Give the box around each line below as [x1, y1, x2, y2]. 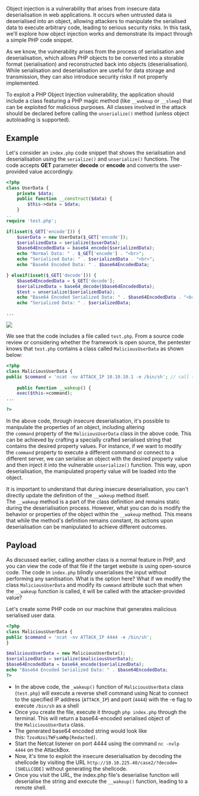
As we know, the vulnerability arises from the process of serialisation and [6, 48, 185, 55]
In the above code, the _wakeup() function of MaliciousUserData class [14, 683, 184, 690]
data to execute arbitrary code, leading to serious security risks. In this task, [6, 24, 192, 31]
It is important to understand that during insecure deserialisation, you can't [6, 485, 188, 493]
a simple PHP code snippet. [6, 37, 74, 43]
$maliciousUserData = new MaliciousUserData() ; [6, 650, 126, 657]
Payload [6, 541, 37, 551]
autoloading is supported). [6, 116, 71, 123]
